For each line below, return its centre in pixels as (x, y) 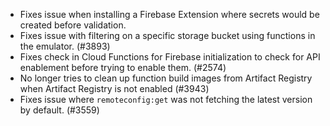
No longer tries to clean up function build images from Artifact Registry (166, 78)
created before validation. (73, 25)
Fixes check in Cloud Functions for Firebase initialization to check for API (170, 57)
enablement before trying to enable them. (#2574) (123, 67)
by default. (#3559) (59, 110)
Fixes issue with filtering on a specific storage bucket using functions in (167, 35)
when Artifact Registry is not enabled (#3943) (114, 88)
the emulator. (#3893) (65, 46)
